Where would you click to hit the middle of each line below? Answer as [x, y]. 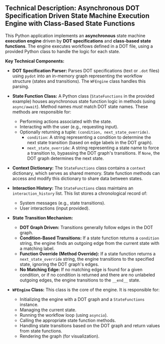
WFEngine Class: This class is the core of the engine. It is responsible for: [86, 289]
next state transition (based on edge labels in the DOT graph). [90, 142]
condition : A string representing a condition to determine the [89, 137]
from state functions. [41, 331]
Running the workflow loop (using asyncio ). [64, 315]
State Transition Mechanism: [42, 218]
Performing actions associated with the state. [66, 121]
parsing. [21, 86]
